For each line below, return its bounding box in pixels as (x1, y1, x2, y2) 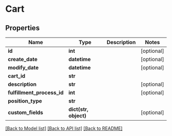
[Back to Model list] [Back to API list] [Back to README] (5, 125, 123, 131)
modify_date (8, 64, 39, 71)
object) (68, 112, 87, 119)
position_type (8, 98, 42, 104)
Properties (5, 24, 40, 32)
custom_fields (8, 109, 44, 116)
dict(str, (68, 106, 89, 113)
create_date (8, 56, 37, 63)
